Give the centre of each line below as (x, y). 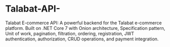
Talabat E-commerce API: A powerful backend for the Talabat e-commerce (83, 23)
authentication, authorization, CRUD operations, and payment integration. (82, 39)
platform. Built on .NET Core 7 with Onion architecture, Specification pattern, (85, 28)
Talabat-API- (33, 9)
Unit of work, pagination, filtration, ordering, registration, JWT (70, 33)
